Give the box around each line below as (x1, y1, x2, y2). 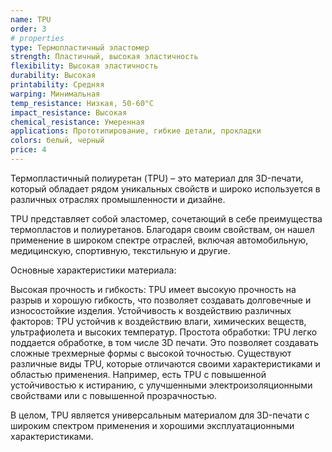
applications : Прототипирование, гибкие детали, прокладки (10, 126, 262, 136)
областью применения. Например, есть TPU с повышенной (10, 368, 267, 380)
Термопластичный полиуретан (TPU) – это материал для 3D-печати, (10, 172, 304, 184)
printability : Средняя (10, 80, 105, 90)
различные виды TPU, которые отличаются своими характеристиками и (10, 357, 321, 370)
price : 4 (10, 145, 47, 155)
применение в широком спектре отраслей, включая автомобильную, (10, 234, 309, 246)
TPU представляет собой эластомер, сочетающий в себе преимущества (10, 212, 323, 225)
